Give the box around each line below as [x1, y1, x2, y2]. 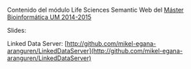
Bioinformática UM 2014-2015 [7, 13, 91, 21]
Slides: [7, 27, 26, 34]
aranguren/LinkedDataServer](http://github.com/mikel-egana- [7, 47, 183, 55]
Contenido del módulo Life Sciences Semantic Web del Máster [7, 6, 184, 14]
